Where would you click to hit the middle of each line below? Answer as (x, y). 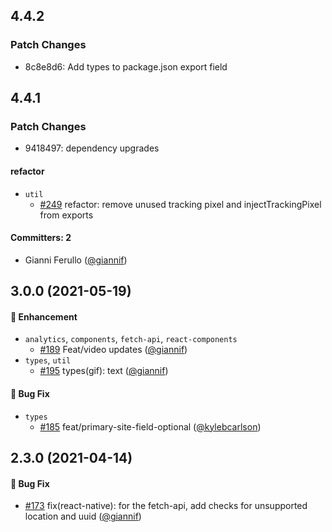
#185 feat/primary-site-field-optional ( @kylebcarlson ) (150, 426)
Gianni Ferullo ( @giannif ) (76, 260)
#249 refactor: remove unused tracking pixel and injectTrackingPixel (180, 204)
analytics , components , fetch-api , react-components (131, 339)
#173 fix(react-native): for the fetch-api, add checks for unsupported (166, 506)
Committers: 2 (41, 238)
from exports (66, 215)
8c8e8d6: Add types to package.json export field (126, 66)
